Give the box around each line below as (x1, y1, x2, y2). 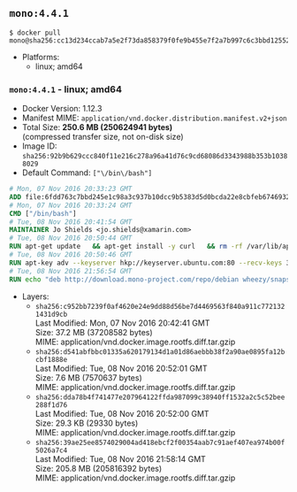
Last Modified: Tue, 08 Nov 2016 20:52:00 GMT (34, 408, 209, 419)
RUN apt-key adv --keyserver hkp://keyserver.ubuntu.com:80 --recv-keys (9, 258, 283, 267)
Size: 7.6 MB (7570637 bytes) (34, 372, 143, 383)
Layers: (21, 291, 49, 302)
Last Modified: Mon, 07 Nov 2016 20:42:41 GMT (34, 318, 210, 328)
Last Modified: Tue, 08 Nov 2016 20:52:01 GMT (34, 363, 208, 373)
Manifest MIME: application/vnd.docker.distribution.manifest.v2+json (21, 112, 287, 123)
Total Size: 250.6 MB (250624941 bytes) (21, 122, 173, 133)
